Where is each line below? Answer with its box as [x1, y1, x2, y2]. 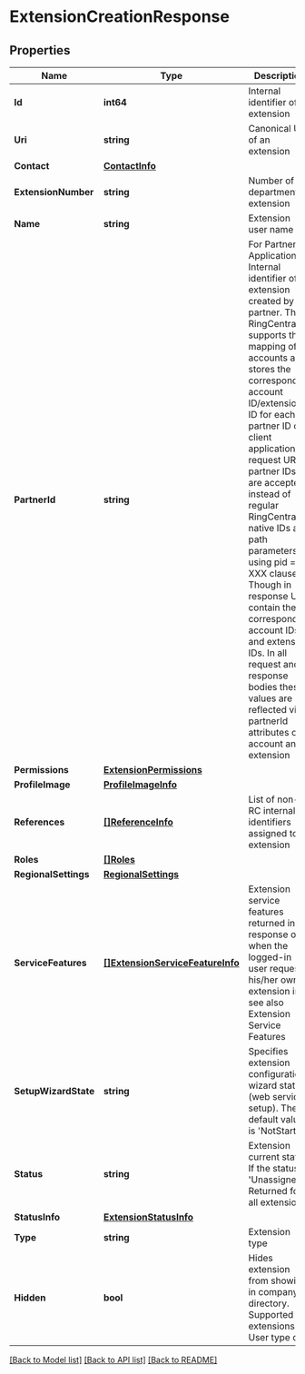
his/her [248, 974, 279, 986]
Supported [248, 1309, 294, 1320]
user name [248, 223, 294, 235]
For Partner [248, 238, 297, 251]
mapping [248, 341, 286, 352]
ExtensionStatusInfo [103, 1211, 193, 1223]
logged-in [248, 951, 292, 964]
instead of [248, 488, 291, 500]
